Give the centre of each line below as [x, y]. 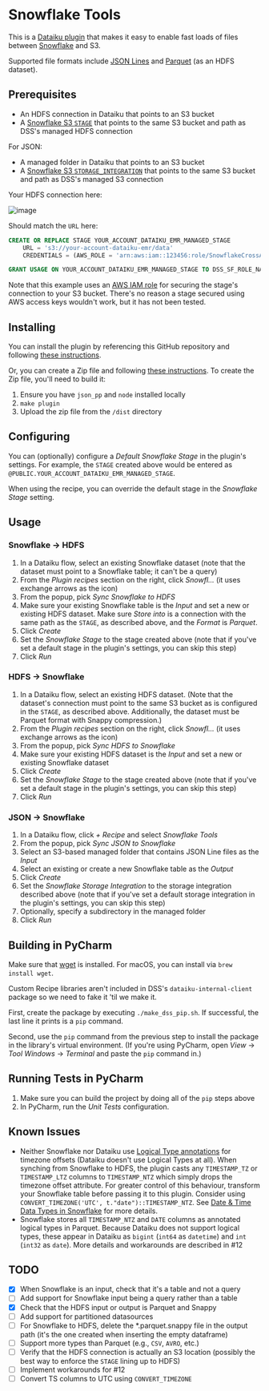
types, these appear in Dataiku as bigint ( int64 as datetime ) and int [133, 1236]
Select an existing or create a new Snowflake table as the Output [126, 869]
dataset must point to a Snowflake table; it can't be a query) [118, 571]
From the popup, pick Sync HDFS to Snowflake [98, 745]
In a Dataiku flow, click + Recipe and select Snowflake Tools [119, 835]
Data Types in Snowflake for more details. [89, 1211]
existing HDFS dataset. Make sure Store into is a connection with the [133, 614]
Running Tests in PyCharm [76, 1079]
